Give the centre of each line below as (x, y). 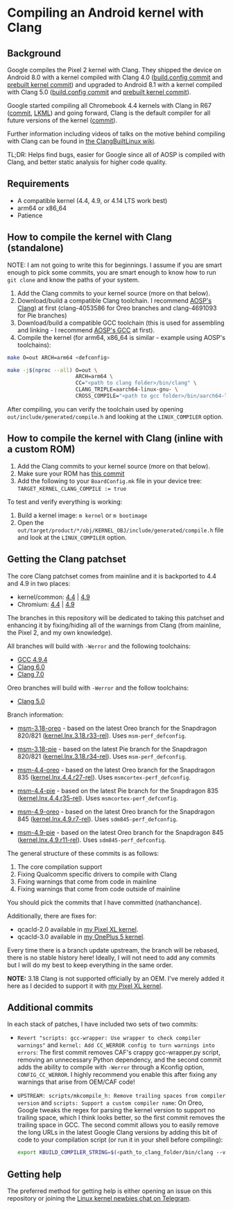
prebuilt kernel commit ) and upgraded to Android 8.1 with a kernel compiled (115, 84)
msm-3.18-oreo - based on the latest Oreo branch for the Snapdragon (117, 728)
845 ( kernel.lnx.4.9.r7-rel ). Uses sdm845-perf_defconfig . (97, 819)
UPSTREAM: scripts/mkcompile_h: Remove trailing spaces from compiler (121, 1096)
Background (34, 53)
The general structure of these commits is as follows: (83, 853)
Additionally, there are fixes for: (52, 916)
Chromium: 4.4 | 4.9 (46, 604)
